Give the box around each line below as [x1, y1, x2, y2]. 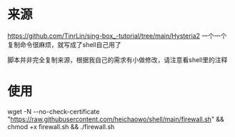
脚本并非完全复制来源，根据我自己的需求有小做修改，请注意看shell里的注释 [7, 55, 228, 64]
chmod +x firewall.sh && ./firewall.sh [7, 122, 115, 131]
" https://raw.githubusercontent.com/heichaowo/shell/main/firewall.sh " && [7, 115, 225, 123]
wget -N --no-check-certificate [7, 107, 100, 116]
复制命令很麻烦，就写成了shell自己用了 [7, 40, 121, 49]
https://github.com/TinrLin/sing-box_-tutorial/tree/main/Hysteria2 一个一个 [7, 31, 227, 40]
